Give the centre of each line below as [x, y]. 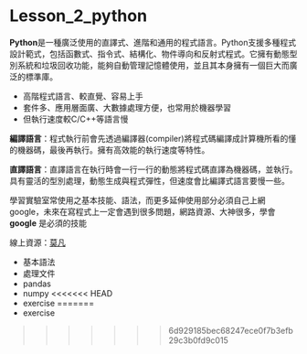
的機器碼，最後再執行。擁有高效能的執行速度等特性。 [110, 150]
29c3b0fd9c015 [198, 340]
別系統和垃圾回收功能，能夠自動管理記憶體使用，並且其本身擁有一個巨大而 [149, 65]
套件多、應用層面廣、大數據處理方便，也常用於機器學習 [127, 107]
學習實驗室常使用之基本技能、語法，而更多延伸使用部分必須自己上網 [138, 200]
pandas [37, 284]
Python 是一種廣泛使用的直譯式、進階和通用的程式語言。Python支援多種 [145, 42]
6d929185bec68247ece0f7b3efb [231, 330]
